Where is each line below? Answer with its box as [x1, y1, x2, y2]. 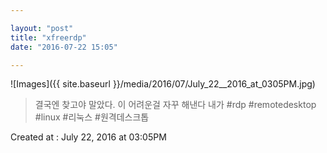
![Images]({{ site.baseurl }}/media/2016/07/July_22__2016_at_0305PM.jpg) [10, 78, 316, 90]
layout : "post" [10, 23, 74, 33]
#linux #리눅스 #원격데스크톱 [34, 111, 150, 123]
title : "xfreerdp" [10, 32, 87, 43]
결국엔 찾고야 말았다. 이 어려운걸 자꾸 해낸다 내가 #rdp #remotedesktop [34, 99, 317, 111]
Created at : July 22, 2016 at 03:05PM [10, 131, 167, 143]
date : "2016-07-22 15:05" [10, 42, 118, 52]
